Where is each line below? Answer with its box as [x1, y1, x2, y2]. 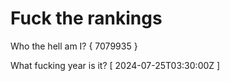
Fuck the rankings [10, 7, 163, 30]
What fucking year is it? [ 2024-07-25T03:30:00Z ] [10, 59, 221, 71]
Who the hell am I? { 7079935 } [10, 40, 138, 52]
